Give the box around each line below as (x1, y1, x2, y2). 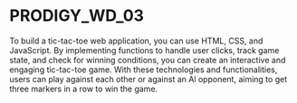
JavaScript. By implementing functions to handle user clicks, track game (9, 44, 280, 55)
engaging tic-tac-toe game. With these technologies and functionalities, (9, 64, 278, 75)
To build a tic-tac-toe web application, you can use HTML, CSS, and (9, 35, 263, 46)
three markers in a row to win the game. (9, 83, 158, 94)
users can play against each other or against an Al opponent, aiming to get (9, 73, 288, 84)
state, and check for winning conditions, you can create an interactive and (9, 54, 286, 65)
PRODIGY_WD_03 (9, 5, 145, 26)
